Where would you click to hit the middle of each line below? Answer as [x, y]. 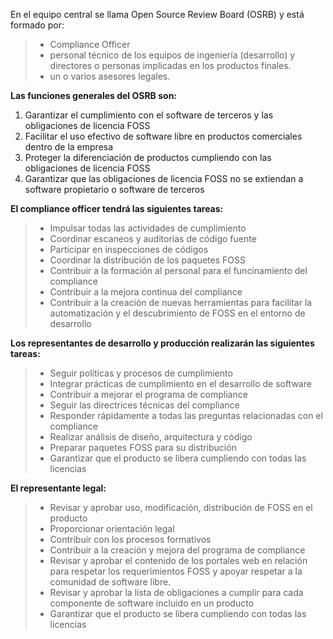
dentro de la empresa [69, 147]
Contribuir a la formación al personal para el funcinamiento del [178, 270]
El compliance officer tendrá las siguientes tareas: [117, 208]
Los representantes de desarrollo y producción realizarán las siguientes [162, 343]
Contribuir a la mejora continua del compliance [146, 292]
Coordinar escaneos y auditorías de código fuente [153, 238]
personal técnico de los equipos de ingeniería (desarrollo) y [172, 55]
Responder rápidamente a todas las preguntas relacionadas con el [186, 415]
